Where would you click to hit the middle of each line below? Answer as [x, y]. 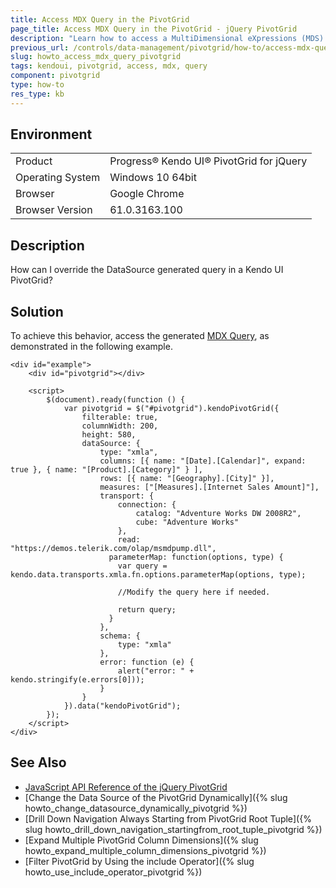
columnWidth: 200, [120, 426]
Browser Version [54, 210]
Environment [51, 134]
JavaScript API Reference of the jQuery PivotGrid [126, 787]
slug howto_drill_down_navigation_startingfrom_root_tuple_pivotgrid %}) [173, 829]
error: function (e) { [147, 662]
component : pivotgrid [55, 76]
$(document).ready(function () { [116, 400]
